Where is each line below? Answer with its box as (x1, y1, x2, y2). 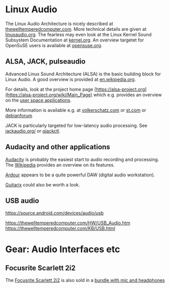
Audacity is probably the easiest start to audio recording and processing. (5, 156, 159, 162)
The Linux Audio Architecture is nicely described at (5, 20, 114, 27)
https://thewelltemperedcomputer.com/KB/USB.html (5, 225, 115, 232)
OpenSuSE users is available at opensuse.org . (5, 42, 102, 48)
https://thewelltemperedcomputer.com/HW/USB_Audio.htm (5, 220, 131, 226)
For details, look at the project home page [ (5, 86, 96, 92)
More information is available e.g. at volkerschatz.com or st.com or (5, 107, 146, 113)
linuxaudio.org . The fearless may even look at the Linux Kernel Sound (5, 31, 152, 37)
